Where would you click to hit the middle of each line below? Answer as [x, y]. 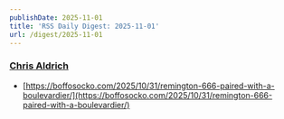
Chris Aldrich [39, 66]
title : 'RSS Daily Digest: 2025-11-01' [85, 26]
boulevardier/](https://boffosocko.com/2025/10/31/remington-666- [147, 95]
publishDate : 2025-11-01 [56, 18]
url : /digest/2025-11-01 [56, 34]
